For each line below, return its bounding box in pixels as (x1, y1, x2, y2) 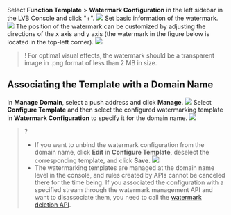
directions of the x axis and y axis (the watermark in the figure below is (7, 30, 210, 37)
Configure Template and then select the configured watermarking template (7, 105, 223, 114)
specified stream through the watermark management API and (34, 185, 213, 193)
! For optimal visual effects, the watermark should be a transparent (24, 51, 215, 60)
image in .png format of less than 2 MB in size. (24, 59, 157, 67)
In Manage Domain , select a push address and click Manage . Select (7, 98, 212, 106)
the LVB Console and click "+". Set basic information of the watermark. (7, 14, 219, 22)
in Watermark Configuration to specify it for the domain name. (7, 114, 188, 122)
